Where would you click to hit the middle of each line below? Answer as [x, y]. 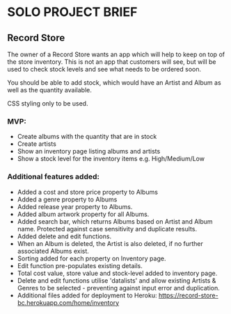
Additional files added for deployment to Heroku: [87, 295]
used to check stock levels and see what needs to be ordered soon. [104, 69]
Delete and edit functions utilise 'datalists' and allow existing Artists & [117, 280]
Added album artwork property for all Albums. [83, 214]
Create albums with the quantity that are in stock [87, 137]
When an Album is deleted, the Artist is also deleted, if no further [110, 243]
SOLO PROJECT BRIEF [72, 12]
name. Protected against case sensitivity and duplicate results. [107, 229]
